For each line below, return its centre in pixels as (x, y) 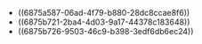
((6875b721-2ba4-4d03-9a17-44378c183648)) (104, 22)
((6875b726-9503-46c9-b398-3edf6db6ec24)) (105, 31)
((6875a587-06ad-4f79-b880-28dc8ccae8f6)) (104, 13)
